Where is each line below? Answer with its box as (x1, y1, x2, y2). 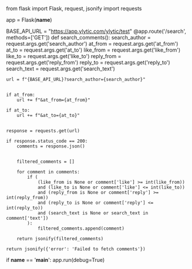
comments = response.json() (16, 143, 85, 149)
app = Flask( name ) (6, 16, 52, 23)
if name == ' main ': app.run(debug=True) (6, 257, 105, 263)
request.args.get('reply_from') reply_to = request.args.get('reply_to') (6, 59, 170, 66)
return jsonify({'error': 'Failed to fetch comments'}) (6, 246, 146, 252)
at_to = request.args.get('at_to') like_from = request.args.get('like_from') (6, 46, 181, 53)
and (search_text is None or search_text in (37, 210, 149, 216)
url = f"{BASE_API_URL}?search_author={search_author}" (6, 76, 146, 82)
